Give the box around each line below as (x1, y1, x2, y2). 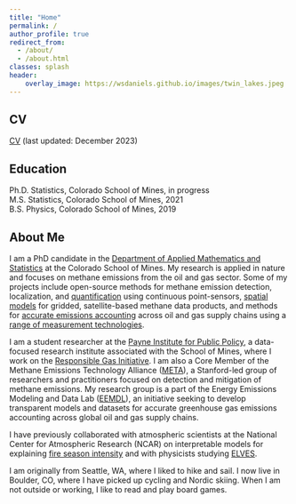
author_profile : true (9, 29, 90, 38)
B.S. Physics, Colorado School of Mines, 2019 (9, 204, 177, 214)
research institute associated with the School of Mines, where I (41, 346, 272, 356)
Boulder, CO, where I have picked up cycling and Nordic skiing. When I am (9, 475, 282, 485)
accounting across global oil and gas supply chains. (9, 412, 199, 423)
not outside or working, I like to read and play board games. (9, 484, 228, 495)
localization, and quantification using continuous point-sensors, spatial (9, 291, 268, 302)
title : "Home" (9, 12, 62, 22)
